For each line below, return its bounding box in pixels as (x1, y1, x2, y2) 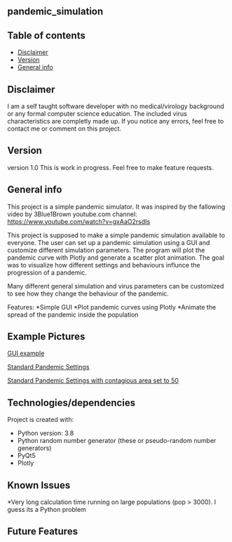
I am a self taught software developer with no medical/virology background (7, 102, 224, 111)
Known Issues (7, 479, 71, 491)
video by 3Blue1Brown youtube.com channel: (7, 210, 138, 218)
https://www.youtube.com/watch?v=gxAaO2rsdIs (7, 217, 151, 225)
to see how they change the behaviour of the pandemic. (7, 289, 170, 298)
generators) (17, 444, 52, 452)
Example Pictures (7, 331, 86, 343)
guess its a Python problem (7, 505, 86, 514)
